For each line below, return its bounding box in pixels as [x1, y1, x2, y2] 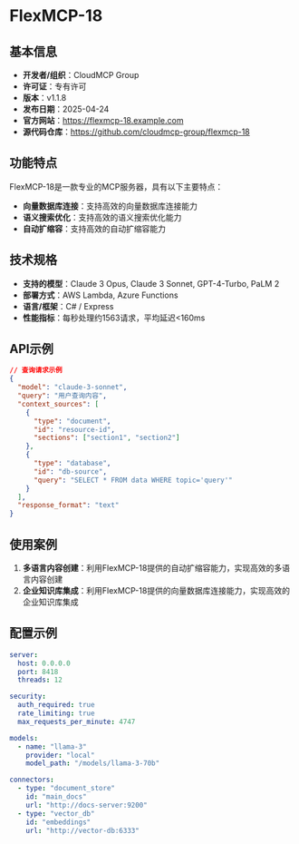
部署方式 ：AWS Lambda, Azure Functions [22, 290, 178, 300]
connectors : [9, 775, 54, 785]
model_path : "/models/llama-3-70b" [25, 759, 160, 768]
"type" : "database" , [33, 459, 111, 468]
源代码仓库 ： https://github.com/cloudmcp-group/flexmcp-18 [22, 126, 251, 137]
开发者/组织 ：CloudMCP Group [22, 70, 140, 80]
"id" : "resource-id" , [33, 425, 116, 434]
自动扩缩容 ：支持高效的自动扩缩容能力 [22, 223, 166, 234]
